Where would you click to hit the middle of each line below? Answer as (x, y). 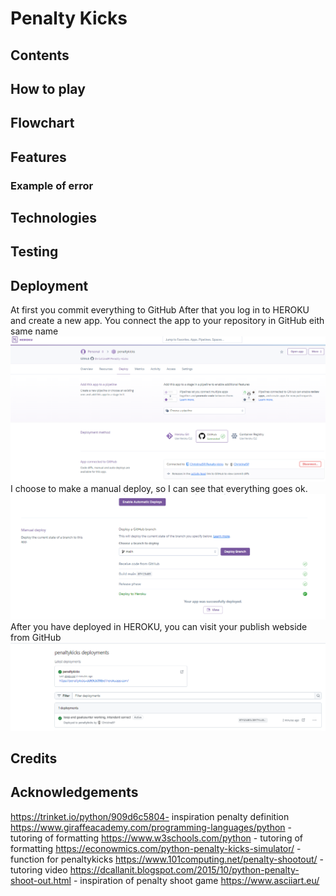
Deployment (49, 285)
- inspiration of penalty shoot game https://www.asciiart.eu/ (196, 880)
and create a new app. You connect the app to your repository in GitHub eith (167, 321)
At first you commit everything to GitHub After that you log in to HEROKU (160, 310)
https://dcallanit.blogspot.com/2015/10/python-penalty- (184, 869)
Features (38, 157)
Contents (40, 55)
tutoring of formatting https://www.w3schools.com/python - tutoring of (156, 838)
